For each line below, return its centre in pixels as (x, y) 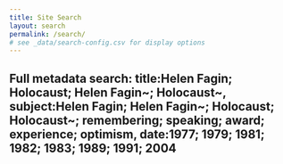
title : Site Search (46, 17)
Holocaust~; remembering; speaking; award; (137, 120)
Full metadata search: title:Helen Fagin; (121, 78)
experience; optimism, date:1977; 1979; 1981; (137, 134)
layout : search (37, 26)
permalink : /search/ (48, 34)
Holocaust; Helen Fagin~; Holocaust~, (118, 92)
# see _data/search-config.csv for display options (107, 42)
